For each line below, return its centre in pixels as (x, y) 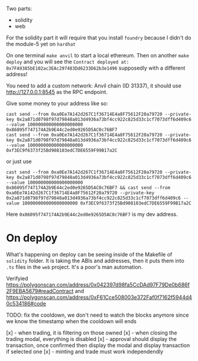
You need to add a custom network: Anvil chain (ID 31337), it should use (94, 86)
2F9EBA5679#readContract (40, 291)
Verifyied (17, 278)
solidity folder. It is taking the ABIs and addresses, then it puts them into (95, 261)
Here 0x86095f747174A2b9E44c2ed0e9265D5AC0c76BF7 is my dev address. (92, 214)
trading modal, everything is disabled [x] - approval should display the (92, 339)
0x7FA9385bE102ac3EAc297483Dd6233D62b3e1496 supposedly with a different (96, 68)
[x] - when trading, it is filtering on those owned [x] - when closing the (92, 333)
